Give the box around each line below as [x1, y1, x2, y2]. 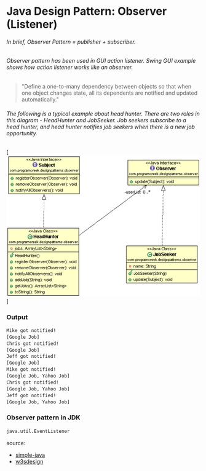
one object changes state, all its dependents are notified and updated [21, 89, 198, 97]
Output [6, 312, 28, 321]
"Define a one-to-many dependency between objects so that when [21, 83, 192, 90]
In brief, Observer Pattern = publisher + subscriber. [6, 38, 137, 46]
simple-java [15, 451, 46, 459]
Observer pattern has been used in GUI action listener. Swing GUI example [6, 57, 196, 65]
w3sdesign [15, 457, 44, 465]
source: [6, 439, 26, 446]
